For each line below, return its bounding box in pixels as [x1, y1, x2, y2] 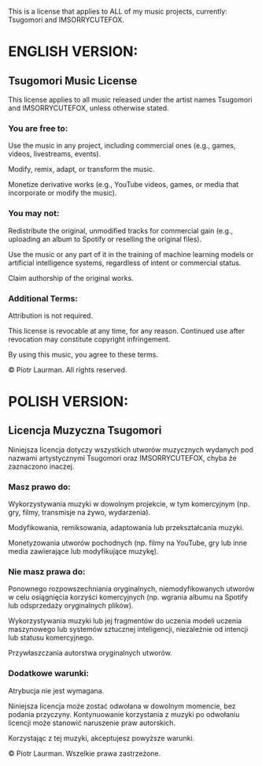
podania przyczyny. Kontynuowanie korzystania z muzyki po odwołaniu [8, 709, 240, 719]
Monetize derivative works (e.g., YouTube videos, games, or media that [8, 180, 239, 189]
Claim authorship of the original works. [8, 273, 134, 282]
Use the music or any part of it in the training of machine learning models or [8, 249, 254, 259]
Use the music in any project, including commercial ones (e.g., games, [8, 141, 236, 151]
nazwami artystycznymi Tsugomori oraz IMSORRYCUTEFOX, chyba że [8, 453, 238, 462]
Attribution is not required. [8, 311, 93, 320]
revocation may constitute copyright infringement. [8, 334, 171, 344]
